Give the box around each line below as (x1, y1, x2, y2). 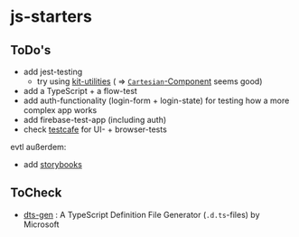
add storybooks (23, 159, 82, 169)
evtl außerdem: (10, 142, 67, 152)
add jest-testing (23, 66, 83, 77)
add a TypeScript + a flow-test (23, 86, 138, 96)
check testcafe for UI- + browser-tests (23, 124, 168, 135)
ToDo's (10, 43, 51, 58)
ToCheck (10, 185, 62, 201)
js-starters (10, 6, 93, 27)
